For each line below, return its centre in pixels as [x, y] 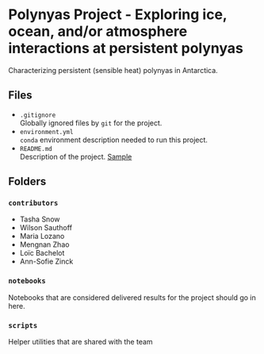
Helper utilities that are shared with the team [80, 342]
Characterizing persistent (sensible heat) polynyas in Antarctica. [113, 70]
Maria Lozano [42, 237]
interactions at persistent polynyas [126, 48]
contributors [33, 203]
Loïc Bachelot [42, 253]
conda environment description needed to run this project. [114, 140]
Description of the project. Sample [76, 156]
